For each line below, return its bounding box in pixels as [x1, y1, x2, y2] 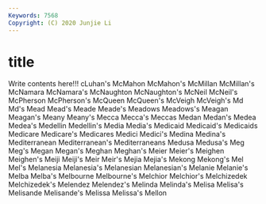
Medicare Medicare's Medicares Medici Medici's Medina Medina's [8, 130, 226, 139]
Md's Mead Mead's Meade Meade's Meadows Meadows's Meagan [8, 104, 229, 114]
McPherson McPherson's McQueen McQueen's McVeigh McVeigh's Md [8, 96, 244, 105]
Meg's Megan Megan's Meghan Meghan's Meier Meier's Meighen [8, 146, 225, 156]
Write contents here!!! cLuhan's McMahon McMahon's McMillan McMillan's [8, 79, 256, 89]
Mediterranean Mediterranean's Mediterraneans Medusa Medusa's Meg [8, 138, 245, 147]
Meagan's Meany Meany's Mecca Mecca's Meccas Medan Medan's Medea [8, 112, 256, 123]
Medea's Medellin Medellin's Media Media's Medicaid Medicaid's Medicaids [8, 121, 258, 130]
